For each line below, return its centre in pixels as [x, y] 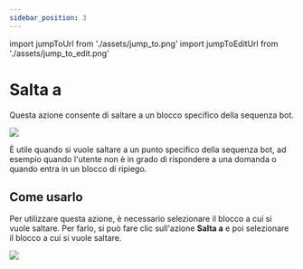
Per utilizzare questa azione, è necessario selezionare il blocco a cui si [141, 219]
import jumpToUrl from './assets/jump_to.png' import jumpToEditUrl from [144, 43]
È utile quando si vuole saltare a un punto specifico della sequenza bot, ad [148, 149]
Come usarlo [46, 197]
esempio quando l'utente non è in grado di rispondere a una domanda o [143, 159]
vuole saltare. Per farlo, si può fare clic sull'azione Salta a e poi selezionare [149, 228]
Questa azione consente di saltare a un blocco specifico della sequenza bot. [151, 115]
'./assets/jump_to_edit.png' [60, 53]
